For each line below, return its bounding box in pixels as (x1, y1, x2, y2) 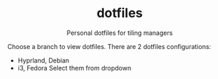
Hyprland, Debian (17, 56, 70, 65)
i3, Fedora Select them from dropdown (17, 63, 132, 72)
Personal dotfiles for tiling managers (66, 28, 173, 37)
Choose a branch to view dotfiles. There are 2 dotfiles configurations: (7, 42, 212, 51)
